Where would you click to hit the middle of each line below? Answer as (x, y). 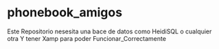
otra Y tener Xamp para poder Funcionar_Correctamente (87, 38)
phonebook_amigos (65, 13)
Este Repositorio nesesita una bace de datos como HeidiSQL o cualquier (109, 31)
